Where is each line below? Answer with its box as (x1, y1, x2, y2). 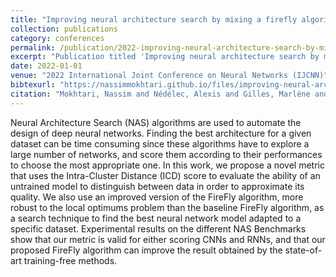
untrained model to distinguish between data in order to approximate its (10, 180, 305, 192)
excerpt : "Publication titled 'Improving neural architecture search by (10, 52, 320, 62)
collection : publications (10, 24, 118, 34)
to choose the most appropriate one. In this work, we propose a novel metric (10, 159, 325, 171)
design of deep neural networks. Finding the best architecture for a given (10, 127, 312, 139)
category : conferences (10, 33, 105, 43)
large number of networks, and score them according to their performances (10, 148, 323, 160)
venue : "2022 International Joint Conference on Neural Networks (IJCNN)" (10, 71, 329, 81)
